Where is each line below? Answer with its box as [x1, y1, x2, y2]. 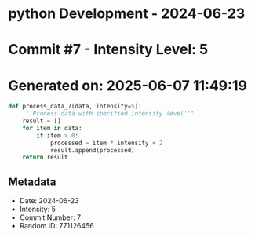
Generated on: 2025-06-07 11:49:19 [8, 76, 247, 94]
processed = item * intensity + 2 [49, 139, 163, 147]
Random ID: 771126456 [19, 221, 94, 231]
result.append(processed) [49, 146, 135, 154]
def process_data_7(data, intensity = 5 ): [8, 103, 143, 111]
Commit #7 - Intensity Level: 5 [8, 41, 209, 59]
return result [22, 154, 68, 162]
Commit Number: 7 [19, 213, 81, 222]
